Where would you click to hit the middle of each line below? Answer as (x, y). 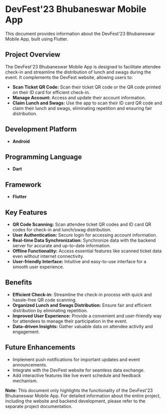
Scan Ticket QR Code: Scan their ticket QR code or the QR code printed (86, 87)
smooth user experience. (38, 267)
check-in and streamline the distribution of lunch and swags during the (78, 72)
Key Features (26, 212)
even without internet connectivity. (48, 256)
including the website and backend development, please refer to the (75, 401)
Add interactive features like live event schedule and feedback (76, 375)
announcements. (30, 365)
